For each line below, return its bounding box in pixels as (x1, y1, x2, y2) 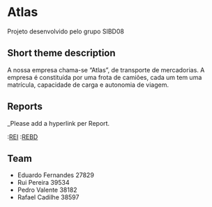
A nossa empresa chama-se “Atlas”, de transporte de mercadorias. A (7, 65, 205, 74)
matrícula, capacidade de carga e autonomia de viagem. (7, 81, 169, 89)
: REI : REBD (7, 133, 38, 141)
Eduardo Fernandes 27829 (17, 171, 94, 179)
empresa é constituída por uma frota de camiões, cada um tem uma (7, 73, 202, 81)
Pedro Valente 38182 (17, 185, 78, 194)
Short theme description (7, 47, 116, 59)
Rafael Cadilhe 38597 (17, 193, 79, 201)
